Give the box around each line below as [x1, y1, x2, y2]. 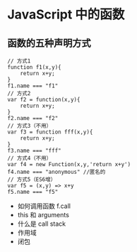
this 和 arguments [17, 211, 69, 219]
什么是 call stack [17, 219, 66, 228]
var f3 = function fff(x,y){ [7, 128, 93, 136]
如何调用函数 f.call [17, 202, 71, 210]
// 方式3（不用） [7, 122, 52, 129]
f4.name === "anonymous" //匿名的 [7, 168, 106, 175]
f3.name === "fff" [7, 147, 61, 154]
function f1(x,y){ [7, 64, 61, 71]
